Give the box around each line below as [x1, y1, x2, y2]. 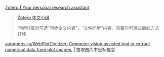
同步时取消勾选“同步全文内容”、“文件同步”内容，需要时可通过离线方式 [17, 25, 160, 31]
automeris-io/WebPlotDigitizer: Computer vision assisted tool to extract [5, 41, 150, 46]
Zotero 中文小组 [17, 15, 49, 20]
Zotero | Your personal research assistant [5, 5, 90, 10]
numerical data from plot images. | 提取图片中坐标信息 [5, 47, 115, 52]
